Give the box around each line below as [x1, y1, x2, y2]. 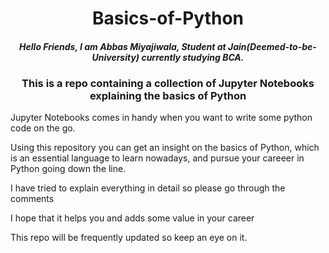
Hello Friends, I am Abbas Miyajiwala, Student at [19, 40, 227, 52]
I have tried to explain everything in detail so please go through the [10, 182, 286, 194]
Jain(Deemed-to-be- [228, 40, 317, 52]
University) [91, 51, 140, 63]
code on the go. [10, 122, 76, 134]
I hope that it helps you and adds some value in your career [10, 212, 255, 224]
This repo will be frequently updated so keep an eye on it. [10, 232, 248, 244]
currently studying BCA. [141, 51, 245, 63]
